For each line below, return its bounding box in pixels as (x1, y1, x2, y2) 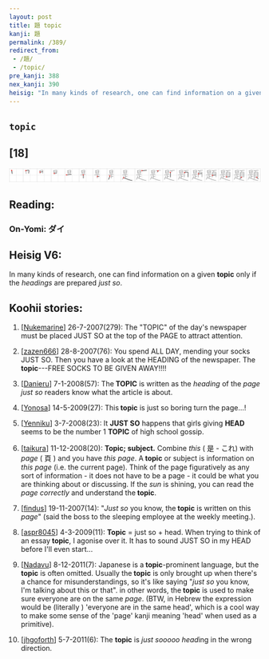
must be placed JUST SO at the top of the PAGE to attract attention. (20, 331, 243, 341)
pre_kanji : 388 (9, 72, 60, 80)
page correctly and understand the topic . (20, 488, 157, 497)
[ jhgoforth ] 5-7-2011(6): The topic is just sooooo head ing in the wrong (20, 635, 252, 645)
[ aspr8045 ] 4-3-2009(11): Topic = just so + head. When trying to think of (20, 528, 261, 537)
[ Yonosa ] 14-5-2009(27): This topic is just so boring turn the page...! (20, 403, 247, 413)
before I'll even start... (20, 545, 93, 554)
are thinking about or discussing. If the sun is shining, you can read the (20, 480, 255, 489)
